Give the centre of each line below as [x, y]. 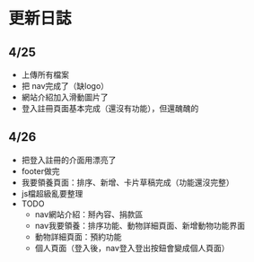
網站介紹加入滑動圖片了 [65, 97]
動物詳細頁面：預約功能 [78, 236]
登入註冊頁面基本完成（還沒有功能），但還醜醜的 [110, 108]
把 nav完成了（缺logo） [65, 86]
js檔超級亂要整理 [52, 193]
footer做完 [40, 170]
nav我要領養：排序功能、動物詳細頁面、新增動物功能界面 [140, 225]
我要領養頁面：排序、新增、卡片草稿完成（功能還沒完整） [127, 182]
